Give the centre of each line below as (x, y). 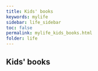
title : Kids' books (30, 11)
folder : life (22, 38)
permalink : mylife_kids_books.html (49, 33)
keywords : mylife (27, 17)
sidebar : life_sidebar (34, 22)
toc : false (19, 28)
